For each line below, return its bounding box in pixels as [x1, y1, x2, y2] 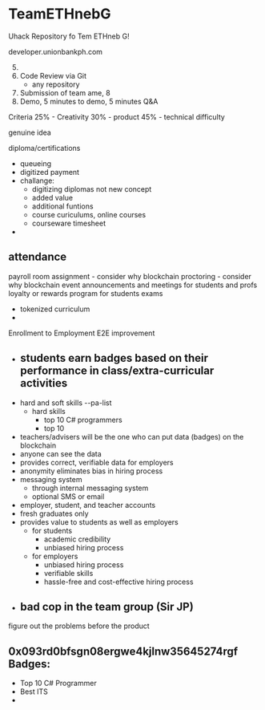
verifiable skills [43, 568, 94, 578]
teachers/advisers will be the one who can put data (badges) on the [19, 432, 244, 441]
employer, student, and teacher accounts [19, 500, 156, 509]
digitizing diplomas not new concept [31, 184, 152, 193]
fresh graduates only [19, 509, 90, 518]
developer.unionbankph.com [8, 47, 102, 56]
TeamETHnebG [8, 5, 111, 23]
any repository [31, 79, 80, 89]
